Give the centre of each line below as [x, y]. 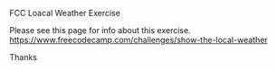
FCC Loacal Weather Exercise [65, 13]
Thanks [24, 57]
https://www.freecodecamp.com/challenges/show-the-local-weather [139, 40]
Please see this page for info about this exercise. [100, 30]
